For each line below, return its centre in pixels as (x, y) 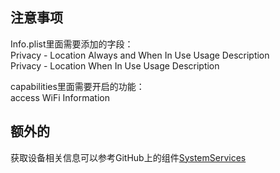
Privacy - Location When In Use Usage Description (115, 65)
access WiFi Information (60, 97)
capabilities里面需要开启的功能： (77, 86)
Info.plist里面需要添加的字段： (72, 44)
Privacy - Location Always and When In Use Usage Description (140, 55)
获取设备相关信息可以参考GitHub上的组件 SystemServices (128, 157)
